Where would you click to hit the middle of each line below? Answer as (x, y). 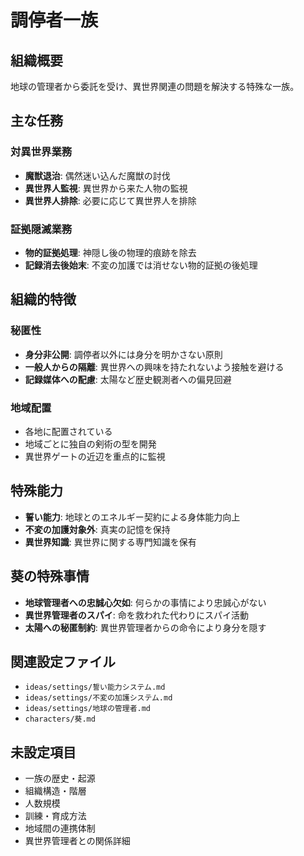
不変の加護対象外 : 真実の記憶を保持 (97, 529)
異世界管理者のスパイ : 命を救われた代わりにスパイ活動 (137, 615)
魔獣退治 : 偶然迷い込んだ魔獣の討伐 (97, 175)
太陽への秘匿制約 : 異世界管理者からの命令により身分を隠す (145, 627)
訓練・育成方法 (55, 816)
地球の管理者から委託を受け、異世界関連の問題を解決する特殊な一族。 (155, 86)
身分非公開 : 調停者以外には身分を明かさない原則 (123, 354)
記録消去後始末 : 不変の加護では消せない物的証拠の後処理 (141, 265)
